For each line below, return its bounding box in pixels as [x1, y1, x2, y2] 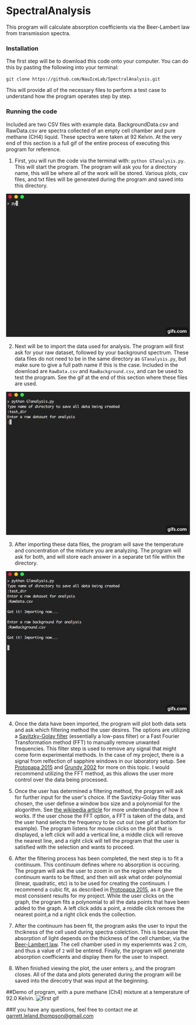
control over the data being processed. [14, 776, 108, 783]
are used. [14, 380, 38, 387]
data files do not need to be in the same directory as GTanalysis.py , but [14, 355, 187, 362]
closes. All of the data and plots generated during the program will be [14, 971, 182, 978]
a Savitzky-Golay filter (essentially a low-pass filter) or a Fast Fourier [14, 733, 180, 740]
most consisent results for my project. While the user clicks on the [14, 892, 174, 900]
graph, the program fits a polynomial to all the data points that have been [14, 898, 190, 906]
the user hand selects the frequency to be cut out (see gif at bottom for [14, 819, 186, 826]
